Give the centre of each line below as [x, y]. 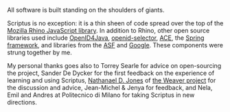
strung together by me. [39, 52]
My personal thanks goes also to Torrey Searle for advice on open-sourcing [114, 66]
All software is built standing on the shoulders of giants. [86, 10]
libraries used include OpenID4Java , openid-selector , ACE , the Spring [106, 38]
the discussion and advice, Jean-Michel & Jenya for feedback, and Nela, [110, 88]
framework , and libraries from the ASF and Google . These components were [115, 45]
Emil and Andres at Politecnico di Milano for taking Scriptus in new [101, 95]
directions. [22, 102]
